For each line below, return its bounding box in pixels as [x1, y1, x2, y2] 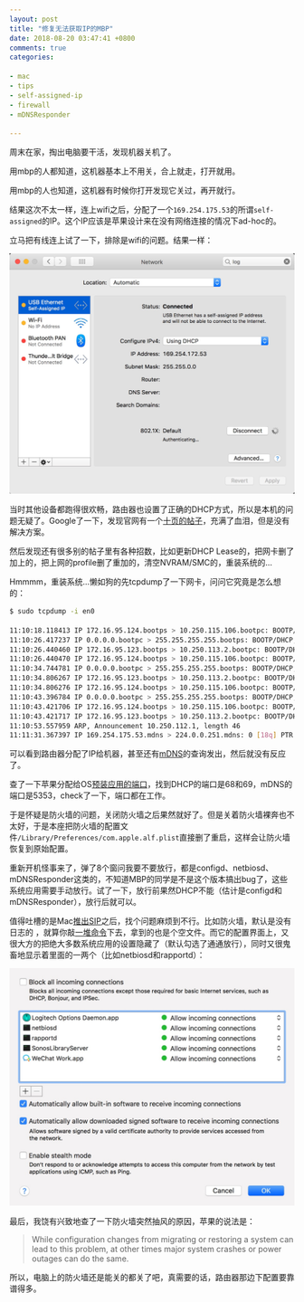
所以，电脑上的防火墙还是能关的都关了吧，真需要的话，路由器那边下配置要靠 [9, 1271, 295, 1282]
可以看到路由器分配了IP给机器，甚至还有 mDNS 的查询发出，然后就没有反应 [9, 748, 287, 759]
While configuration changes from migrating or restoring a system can [31, 1233, 294, 1244]
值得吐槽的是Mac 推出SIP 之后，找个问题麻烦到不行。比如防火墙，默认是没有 [9, 916, 292, 927]
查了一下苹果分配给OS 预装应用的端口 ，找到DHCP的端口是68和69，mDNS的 [9, 779, 292, 790]
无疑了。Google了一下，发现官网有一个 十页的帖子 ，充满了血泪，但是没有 [16, 516, 290, 526]
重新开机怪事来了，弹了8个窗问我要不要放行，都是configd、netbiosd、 [9, 862, 274, 873]
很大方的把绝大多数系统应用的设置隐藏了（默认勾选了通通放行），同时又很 [9, 938, 283, 949]
